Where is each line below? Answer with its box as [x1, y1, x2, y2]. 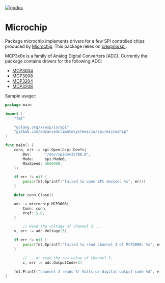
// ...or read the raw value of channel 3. [23, 255, 113, 260]
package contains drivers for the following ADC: [5, 58, 102, 64]
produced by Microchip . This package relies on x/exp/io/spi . [5, 43, 127, 49]
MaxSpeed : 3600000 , [23, 161, 63, 166]
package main [5, 102, 32, 107]
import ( [5, 111, 23, 116]
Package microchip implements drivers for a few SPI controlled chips [5, 38, 145, 44]
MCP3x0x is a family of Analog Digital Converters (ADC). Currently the [5, 53, 148, 59]
